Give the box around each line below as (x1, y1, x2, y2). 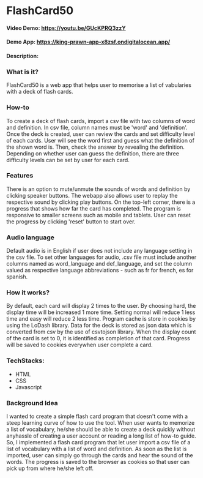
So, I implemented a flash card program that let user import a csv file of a (6, 439, 191, 446)
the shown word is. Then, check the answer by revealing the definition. (6, 143, 185, 151)
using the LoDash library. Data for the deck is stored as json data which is (6, 322, 192, 329)
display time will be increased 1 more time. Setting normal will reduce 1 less (6, 308, 196, 316)
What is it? (6, 67, 39, 76)
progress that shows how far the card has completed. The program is (6, 204, 182, 212)
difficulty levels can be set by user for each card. (6, 156, 130, 163)
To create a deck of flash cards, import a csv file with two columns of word (6, 117, 195, 124)
